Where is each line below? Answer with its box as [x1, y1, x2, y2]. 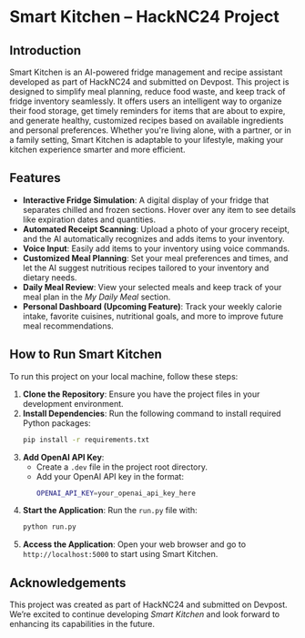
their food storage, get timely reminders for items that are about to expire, [9, 106, 286, 116]
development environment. [22, 398, 125, 409]
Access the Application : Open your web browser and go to [22, 539, 247, 550]
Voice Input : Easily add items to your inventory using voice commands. [22, 243, 290, 254]
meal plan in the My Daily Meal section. [22, 291, 171, 302]
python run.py [22, 522, 76, 532]
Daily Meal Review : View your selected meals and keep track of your [22, 281, 282, 292]
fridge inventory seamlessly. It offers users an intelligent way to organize [9, 96, 282, 106]
